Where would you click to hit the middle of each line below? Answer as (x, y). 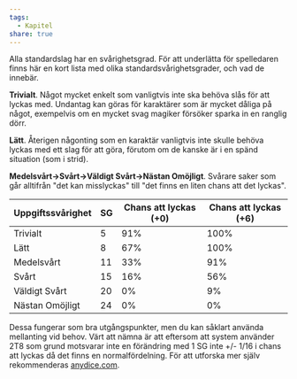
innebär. (24, 78)
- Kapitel (35, 26)
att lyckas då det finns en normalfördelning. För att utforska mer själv (135, 356)
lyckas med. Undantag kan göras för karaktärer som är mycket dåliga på (141, 104)
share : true (31, 34)
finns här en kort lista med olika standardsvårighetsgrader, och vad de (137, 68)
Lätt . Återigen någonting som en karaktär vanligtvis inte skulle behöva (137, 140)
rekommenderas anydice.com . (65, 365)
